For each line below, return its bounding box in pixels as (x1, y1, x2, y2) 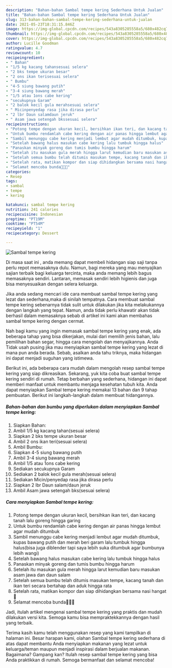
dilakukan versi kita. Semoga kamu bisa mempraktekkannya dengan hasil (6, 614, 160, 620)
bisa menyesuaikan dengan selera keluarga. (6, 281, 99, 287)
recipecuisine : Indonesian (6, 212, 63, 217)
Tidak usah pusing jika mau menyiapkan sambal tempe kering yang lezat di (6, 344, 164, 350)
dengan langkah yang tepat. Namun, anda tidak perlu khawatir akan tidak (6, 307, 160, 313)
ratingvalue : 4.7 (6, 46, 43, 51)
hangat (152, 588, 166, 594)
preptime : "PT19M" (6, 216, 45, 221)
